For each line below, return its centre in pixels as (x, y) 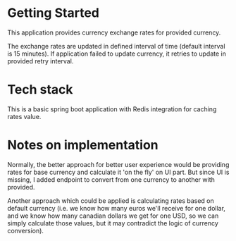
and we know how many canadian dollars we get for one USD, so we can (113, 216)
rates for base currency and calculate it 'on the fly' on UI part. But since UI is (118, 172)
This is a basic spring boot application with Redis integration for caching (112, 109)
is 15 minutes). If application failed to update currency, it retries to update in (117, 54)
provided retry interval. (41, 61)
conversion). (26, 230)
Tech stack (40, 90)
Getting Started (54, 13)
